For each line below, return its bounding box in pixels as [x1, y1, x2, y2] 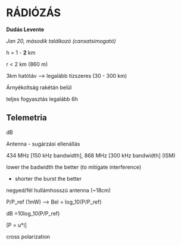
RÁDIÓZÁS [6, 6, 61, 20]
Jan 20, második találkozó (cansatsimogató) [6, 37, 116, 44]
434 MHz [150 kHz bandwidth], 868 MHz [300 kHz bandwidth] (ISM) [6, 151, 176, 159]
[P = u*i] [6, 221, 27, 229]
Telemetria [6, 113, 47, 123]
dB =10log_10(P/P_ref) [6, 209, 60, 217]
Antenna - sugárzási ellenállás [6, 140, 80, 147]
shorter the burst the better [14, 175, 82, 182]
